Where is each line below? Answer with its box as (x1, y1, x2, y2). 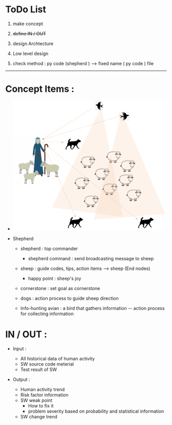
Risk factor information (20, 392, 69, 398)
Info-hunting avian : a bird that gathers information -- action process (20, 305, 165, 311)
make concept (12, 21, 44, 27)
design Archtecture (12, 40, 54, 47)
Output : (12, 376, 30, 382)
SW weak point (20, 397, 53, 403)
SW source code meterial (20, 361, 74, 367)
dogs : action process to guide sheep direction (20, 295, 119, 301)
